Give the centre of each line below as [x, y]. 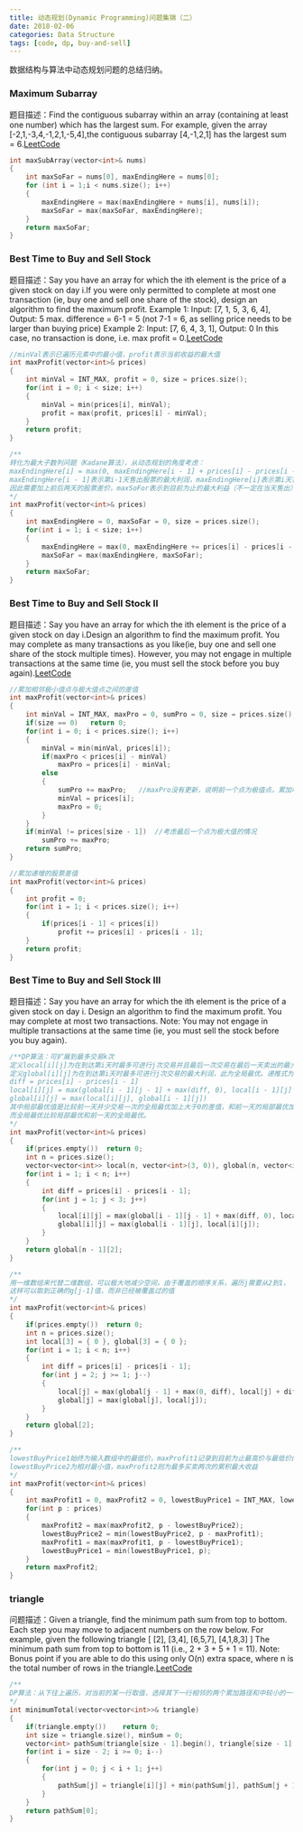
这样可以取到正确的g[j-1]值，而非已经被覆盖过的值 [92, 1291]
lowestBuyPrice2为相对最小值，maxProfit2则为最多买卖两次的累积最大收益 [134, 1467]
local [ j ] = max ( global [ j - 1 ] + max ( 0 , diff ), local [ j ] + [169, 1392]
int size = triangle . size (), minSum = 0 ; [104, 1735]
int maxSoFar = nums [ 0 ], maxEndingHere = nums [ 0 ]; [123, 177]
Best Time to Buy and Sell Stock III [85, 980]
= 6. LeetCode [35, 143]
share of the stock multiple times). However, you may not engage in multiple [151, 653]
